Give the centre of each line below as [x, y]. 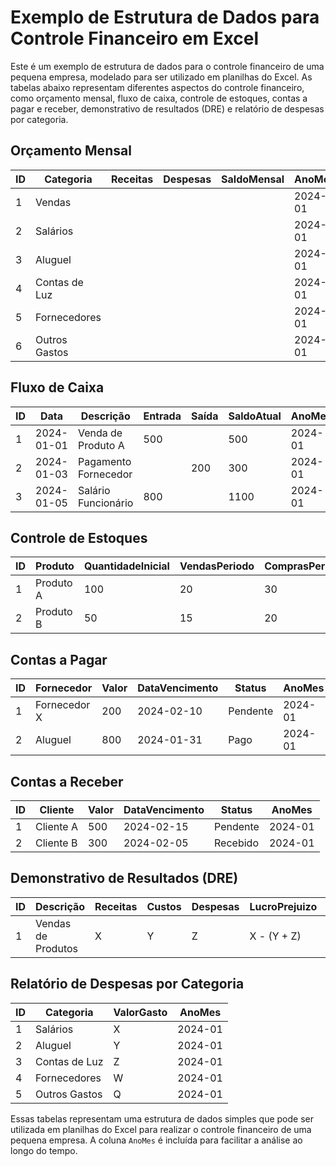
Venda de [100, 433]
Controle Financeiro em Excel [135, 38]
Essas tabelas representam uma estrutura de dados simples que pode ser [162, 1118]
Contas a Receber [67, 781]
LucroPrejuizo [283, 906]
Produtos [56, 948]
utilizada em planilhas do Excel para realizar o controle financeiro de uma [161, 1129]
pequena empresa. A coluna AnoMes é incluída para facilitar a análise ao [156, 1140]
